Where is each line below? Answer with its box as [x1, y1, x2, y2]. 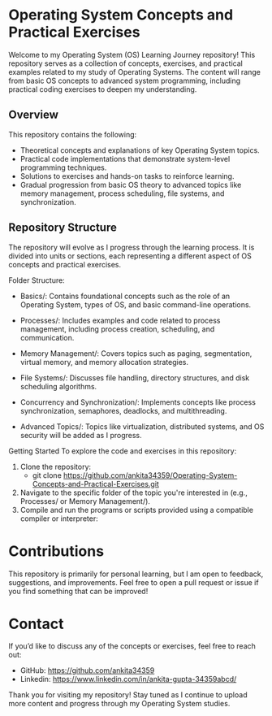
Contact [8, 614, 64, 633]
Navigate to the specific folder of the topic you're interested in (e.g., [19, 488, 248, 497]
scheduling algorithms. [19, 381, 97, 391]
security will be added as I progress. [19, 430, 142, 440]
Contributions [8, 542, 104, 560]
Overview [8, 108, 59, 122]
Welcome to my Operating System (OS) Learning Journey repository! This [8, 50, 256, 59]
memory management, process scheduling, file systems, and [19, 189, 225, 198]
